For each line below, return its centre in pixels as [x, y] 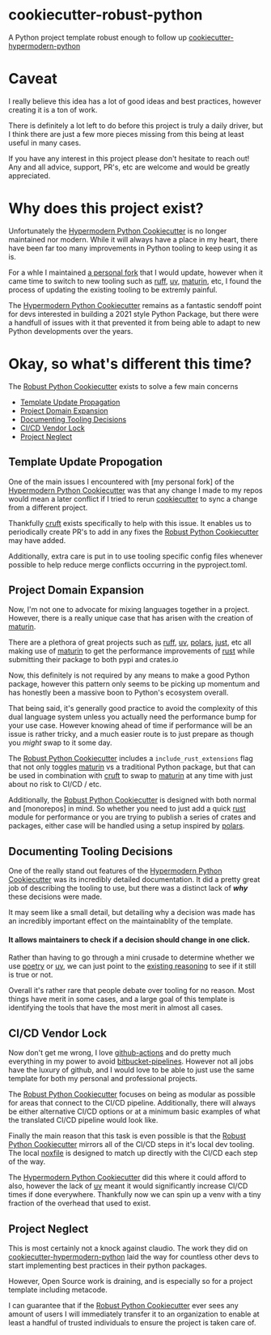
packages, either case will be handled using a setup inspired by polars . [127, 826]
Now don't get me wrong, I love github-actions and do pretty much [120, 1053]
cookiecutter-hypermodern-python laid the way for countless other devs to [133, 1257]
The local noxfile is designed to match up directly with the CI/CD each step [133, 1153]
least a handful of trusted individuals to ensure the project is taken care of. [132, 1323]
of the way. [27, 1162]
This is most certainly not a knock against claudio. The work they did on [128, 1248]
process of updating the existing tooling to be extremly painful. [113, 289]
